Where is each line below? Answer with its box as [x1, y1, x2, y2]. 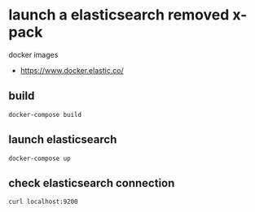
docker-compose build [8, 110, 82, 119]
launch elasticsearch [8, 132, 117, 147]
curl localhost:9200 [8, 197, 79, 206]
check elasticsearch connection [8, 176, 175, 190]
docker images [8, 50, 59, 59]
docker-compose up [8, 154, 71, 162]
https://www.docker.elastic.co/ [20, 65, 124, 75]
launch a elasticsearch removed [8, 6, 230, 24]
